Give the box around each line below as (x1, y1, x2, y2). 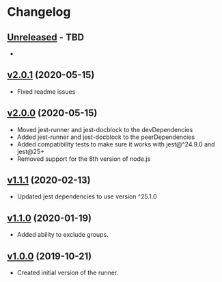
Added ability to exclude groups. (16, 231, 109, 239)
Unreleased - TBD (7, 31, 84, 43)
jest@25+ (16, 147, 44, 155)
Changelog (7, 4, 71, 20)
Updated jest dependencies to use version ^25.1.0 (16, 192, 157, 201)
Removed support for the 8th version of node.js (16, 155, 151, 163)
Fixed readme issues (16, 87, 76, 96)
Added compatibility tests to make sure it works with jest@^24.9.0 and (16, 140, 215, 148)
